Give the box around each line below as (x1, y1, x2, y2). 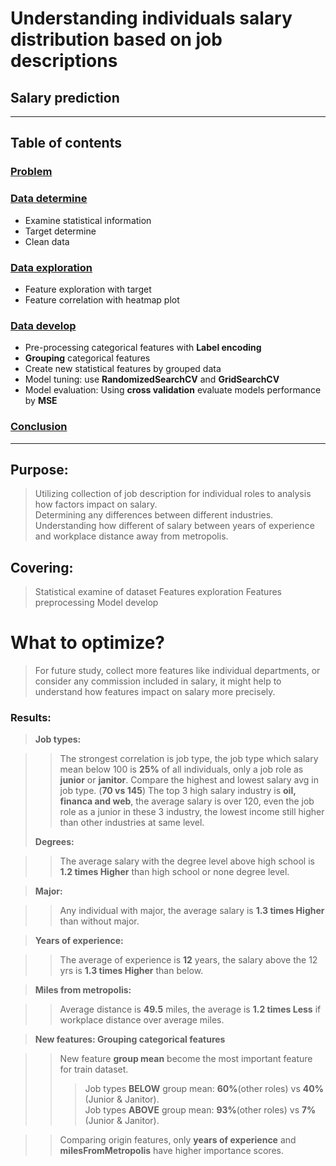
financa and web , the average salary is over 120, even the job (59, 795, 315, 807)
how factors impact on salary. (34, 498, 158, 511)
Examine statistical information (24, 214, 152, 226)
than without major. (59, 915, 140, 927)
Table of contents (10, 135, 122, 152)
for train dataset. (59, 1063, 129, 1076)
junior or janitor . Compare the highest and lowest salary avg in (59, 774, 319, 786)
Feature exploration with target (24, 283, 152, 295)
